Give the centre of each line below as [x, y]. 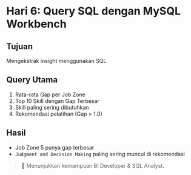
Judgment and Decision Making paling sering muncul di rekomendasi [100, 154]
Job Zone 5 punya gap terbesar [55, 147]
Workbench [36, 24]
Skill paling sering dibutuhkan [52, 107]
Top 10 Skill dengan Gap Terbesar [57, 101]
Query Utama [32, 80]
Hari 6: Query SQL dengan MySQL [93, 11]
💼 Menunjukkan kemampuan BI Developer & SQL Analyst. [93, 165]
